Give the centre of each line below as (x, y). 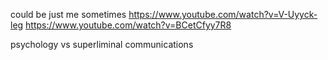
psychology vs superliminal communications (102, 44)
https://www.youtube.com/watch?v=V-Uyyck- (223, 14)
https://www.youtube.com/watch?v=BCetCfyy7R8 (128, 25)
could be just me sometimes (68, 14)
